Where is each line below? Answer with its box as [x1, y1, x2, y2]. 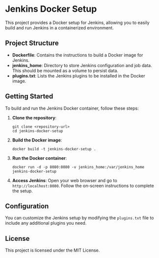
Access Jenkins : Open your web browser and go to [12, 177, 117, 183]
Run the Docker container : [12, 155, 67, 161]
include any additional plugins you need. [5, 220, 87, 226]
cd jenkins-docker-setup [12, 128, 63, 133]
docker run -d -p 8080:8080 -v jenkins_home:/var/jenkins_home [12, 164, 145, 169]
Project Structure [5, 39, 59, 47]
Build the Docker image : [12, 137, 62, 143]
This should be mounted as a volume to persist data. [12, 68, 119, 73]
